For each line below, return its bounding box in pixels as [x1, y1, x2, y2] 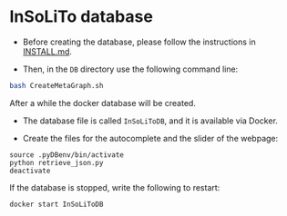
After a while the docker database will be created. [9, 97, 196, 108]
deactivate [9, 166, 51, 175]
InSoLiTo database [9, 6, 153, 27]
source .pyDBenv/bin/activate [9, 150, 125, 160]
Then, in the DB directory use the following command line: [22, 64, 239, 74]
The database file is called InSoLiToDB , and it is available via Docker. [22, 115, 278, 126]
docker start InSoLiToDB [9, 200, 104, 209]
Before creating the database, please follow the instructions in [22, 36, 257, 47]
